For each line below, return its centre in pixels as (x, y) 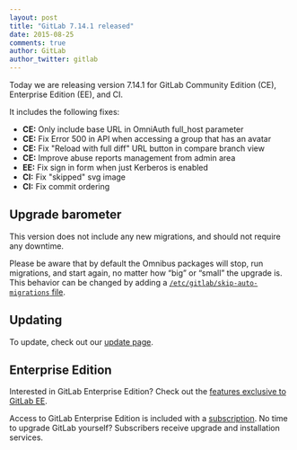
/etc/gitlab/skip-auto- (214, 283)
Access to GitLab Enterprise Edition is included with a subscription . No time (149, 419)
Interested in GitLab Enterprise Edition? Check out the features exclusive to (148, 392)
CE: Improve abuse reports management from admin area (129, 158)
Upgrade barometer (66, 215)
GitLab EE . (28, 401)
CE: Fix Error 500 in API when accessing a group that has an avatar (147, 139)
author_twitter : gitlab (54, 59)
